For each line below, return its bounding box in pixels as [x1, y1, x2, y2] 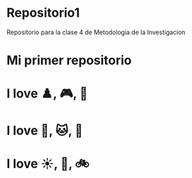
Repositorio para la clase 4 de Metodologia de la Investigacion [6, 28, 186, 36]
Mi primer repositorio [6, 52, 132, 68]
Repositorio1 [6, 5, 80, 21]
